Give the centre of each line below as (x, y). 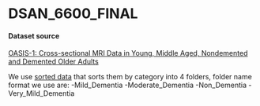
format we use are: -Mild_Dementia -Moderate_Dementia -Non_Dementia (128, 85)
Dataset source (34, 35)
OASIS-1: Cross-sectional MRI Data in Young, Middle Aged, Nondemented (128, 53)
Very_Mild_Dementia (41, 93)
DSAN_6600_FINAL (73, 14)
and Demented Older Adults (53, 62)
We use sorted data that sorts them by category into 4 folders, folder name (130, 77)
